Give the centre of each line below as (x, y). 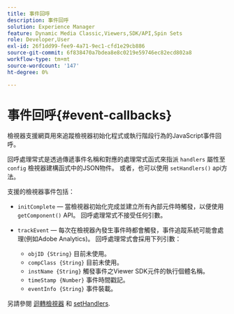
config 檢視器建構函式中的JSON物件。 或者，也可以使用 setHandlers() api (114, 168)
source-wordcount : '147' (43, 66)
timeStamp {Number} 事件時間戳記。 (78, 280)
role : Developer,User (39, 40)
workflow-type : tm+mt (39, 59)
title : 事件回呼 (29, 14)
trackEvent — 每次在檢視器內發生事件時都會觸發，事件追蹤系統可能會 (117, 230)
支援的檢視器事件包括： (41, 192)
